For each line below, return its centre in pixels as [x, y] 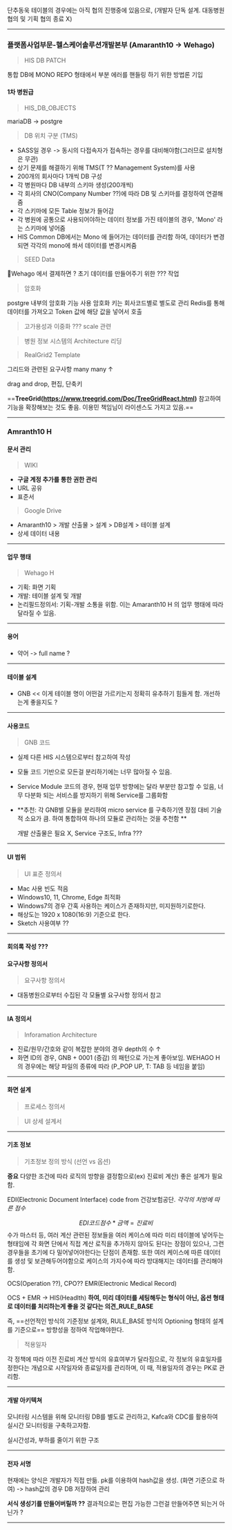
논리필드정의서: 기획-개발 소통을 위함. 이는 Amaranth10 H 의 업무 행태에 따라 [120, 604]
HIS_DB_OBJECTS [50, 108]
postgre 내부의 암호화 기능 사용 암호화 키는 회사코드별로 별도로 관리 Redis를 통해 [116, 302]
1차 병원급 [20, 91]
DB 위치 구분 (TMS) [51, 135]
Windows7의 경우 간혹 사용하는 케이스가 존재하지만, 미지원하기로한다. [111, 906]
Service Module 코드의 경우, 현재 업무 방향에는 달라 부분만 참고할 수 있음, [116, 787]
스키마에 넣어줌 [45, 228]
